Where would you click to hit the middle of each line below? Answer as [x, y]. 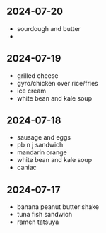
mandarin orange [42, 152]
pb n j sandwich [40, 145]
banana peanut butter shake [58, 207]
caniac [26, 167]
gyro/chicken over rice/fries [57, 83]
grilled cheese [37, 75]
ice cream [31, 91]
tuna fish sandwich [45, 215]
